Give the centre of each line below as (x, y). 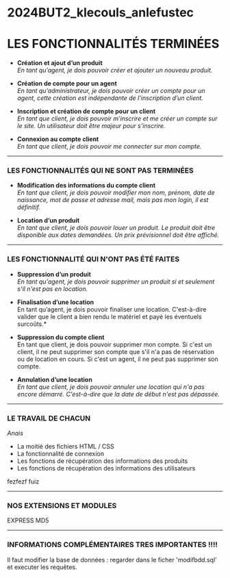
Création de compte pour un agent (67, 84)
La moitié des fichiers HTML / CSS (65, 447)
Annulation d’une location (54, 379)
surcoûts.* (32, 324)
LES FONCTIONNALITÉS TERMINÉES (113, 44)
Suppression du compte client (61, 337)
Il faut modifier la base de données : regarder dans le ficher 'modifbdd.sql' (112, 560)
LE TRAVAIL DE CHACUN (49, 418)
